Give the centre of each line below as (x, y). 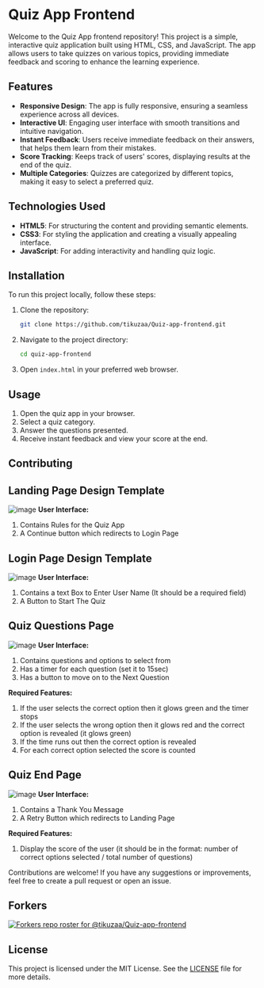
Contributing (40, 464)
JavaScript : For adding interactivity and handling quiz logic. (117, 250)
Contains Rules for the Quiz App (72, 525)
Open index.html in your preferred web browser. (99, 369)
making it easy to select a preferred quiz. (87, 181)
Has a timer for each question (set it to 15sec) (94, 669)
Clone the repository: (54, 310)
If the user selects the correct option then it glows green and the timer (134, 708)
